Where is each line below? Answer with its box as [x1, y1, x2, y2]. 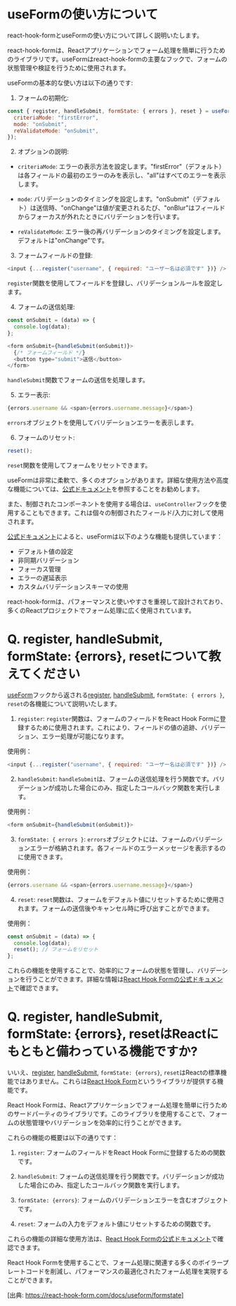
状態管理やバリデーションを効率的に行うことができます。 [19, 1119, 185, 1127]
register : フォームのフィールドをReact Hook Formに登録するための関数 [17, 1148, 226, 1157]
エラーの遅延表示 [17, 574, 67, 582]
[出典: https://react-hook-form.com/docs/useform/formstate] [7, 1291, 184, 1300]
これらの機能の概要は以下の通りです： [7, 1134, 118, 1142]
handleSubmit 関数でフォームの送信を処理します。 [7, 376, 150, 384]
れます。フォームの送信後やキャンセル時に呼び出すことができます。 [17, 904, 214, 912]
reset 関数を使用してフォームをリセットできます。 [7, 461, 152, 470]
